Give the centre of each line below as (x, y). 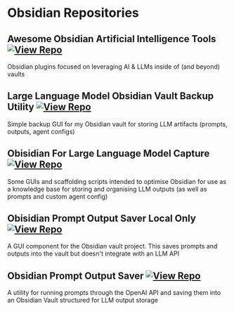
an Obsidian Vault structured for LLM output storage (83, 300)
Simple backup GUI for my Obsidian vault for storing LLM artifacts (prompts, (118, 124)
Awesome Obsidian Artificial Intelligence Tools (112, 39)
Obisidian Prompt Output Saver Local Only (102, 219)
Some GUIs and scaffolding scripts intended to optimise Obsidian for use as (117, 181)
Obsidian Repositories (73, 13)
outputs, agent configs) (41, 131)
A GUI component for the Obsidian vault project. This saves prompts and (112, 246)
